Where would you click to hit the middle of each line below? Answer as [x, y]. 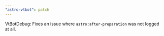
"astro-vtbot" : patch [27, 10]
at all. [11, 29]
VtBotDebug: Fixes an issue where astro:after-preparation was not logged [82, 24]
